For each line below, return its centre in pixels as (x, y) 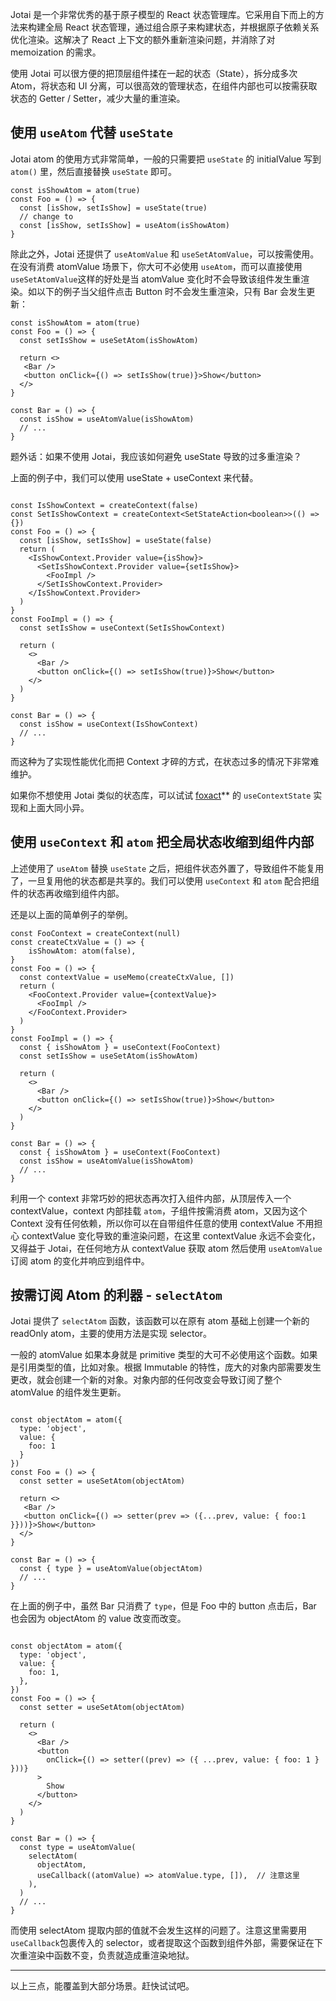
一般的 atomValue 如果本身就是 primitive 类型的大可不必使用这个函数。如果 (164, 1355)
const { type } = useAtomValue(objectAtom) (111, 1569)
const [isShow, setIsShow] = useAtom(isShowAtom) (124, 225)
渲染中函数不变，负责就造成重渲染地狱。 (111, 1955)
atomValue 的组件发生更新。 (68, 1392)
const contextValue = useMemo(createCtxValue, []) (127, 977)
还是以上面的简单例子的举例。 (71, 914)
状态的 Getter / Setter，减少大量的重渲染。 (98, 98)
